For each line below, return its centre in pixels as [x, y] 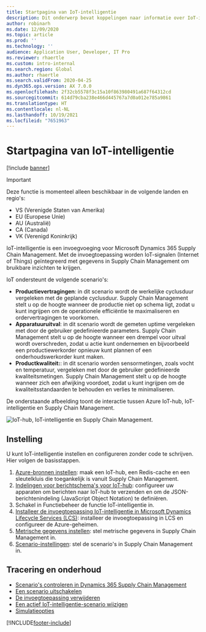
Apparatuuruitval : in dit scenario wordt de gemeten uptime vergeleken [105, 324]
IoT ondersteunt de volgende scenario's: [57, 279]
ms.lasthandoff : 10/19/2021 [42, 115]
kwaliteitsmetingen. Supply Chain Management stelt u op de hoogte [101, 376]
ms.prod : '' [21, 41]
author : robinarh [29, 23]
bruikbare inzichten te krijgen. [44, 268]
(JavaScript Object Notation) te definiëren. [115, 498]
